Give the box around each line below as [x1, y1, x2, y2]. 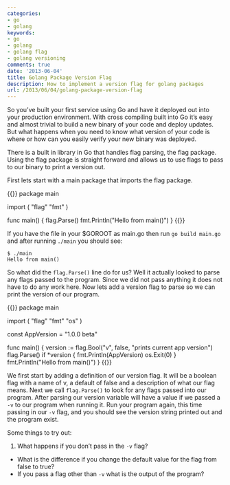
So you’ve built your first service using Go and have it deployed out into [7, 106, 209, 114]
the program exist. [7, 416, 59, 424]
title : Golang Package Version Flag [7, 74, 112, 81]
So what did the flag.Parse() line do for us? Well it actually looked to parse [7, 268, 220, 277]
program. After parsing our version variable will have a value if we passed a [7, 394, 221, 402]
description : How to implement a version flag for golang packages [7, 80, 205, 87]
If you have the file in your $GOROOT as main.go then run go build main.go [7, 230, 221, 238]
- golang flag [7, 49, 48, 56]
